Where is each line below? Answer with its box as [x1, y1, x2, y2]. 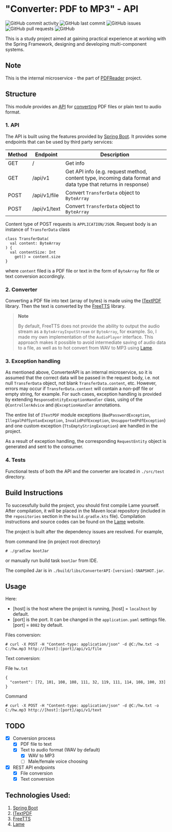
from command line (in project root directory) [5, 538, 101, 545]
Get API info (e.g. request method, [65, 168, 147, 175]
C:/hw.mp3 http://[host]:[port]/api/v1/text [5, 708, 102, 713]
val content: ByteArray [10, 241, 60, 246]
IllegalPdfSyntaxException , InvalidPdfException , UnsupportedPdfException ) [5, 417, 166, 423]
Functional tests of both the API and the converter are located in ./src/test [5, 468, 165, 474]
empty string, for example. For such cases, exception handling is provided [5, 391, 162, 397]
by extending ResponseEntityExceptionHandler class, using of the [5, 396, 143, 403]
